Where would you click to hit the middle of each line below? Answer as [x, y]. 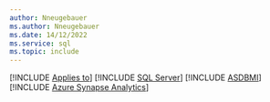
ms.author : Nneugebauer [55, 26]
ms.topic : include [44, 52]
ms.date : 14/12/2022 [49, 35]
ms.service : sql [40, 43]
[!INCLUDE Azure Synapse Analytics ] [79, 87]
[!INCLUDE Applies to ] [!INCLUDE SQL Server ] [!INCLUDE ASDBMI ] [135, 77]
